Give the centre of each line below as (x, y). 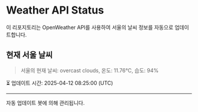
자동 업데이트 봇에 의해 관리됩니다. (45, 103)
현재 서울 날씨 (29, 55)
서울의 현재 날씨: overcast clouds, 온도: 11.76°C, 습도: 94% (90, 70)
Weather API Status (55, 10)
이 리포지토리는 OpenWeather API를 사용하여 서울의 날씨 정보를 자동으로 (90, 27)
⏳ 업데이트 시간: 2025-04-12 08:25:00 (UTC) (60, 83)
